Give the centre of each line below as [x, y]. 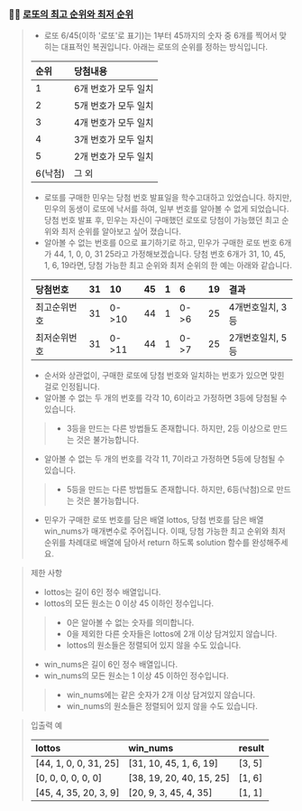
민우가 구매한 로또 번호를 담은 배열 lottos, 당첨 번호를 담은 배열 [154, 520]
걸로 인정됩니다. [72, 387]
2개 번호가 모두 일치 [114, 157]
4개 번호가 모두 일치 [114, 123]
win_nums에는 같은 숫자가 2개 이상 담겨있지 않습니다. [161, 695]
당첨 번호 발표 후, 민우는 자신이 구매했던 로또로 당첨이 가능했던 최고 [162, 220]
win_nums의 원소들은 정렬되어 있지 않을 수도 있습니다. [162, 706]
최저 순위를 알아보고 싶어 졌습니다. [121, 231]
